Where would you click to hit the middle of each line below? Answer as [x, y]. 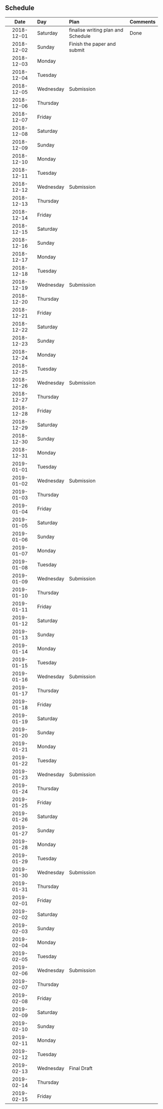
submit [77, 50]
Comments [142, 21]
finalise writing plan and [96, 30]
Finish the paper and [92, 44]
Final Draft [81, 1068]
